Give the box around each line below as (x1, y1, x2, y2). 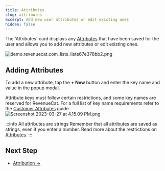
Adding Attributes (5, 66, 64, 75)
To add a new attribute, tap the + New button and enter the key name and (5, 80, 160, 86)
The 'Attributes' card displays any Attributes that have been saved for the (5, 36, 159, 42)
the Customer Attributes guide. (5, 106, 70, 112)
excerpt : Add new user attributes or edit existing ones (5, 17, 129, 22)
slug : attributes (5, 12, 42, 17)
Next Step (5, 146, 38, 155)
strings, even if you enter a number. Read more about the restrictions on (5, 126, 157, 133)
